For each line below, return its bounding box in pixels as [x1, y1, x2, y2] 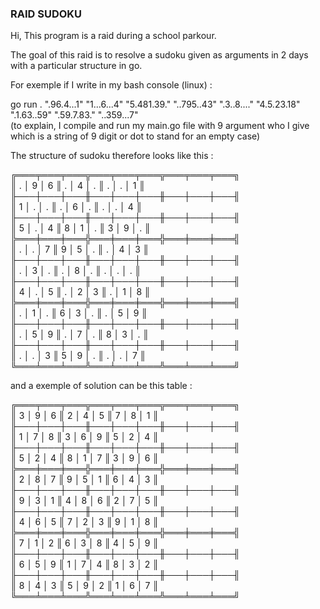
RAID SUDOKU [10, 7, 83, 21]
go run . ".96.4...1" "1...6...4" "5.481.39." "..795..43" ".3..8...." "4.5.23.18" [10, 98, 301, 111]
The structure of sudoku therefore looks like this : [10, 150, 214, 162]
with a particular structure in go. [10, 60, 143, 72]
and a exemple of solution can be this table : [10, 380, 193, 392]
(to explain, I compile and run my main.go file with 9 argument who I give [10, 120, 310, 132]
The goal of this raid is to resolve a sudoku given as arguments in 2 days [10, 49, 309, 61]
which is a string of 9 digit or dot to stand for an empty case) [10, 130, 261, 142]
